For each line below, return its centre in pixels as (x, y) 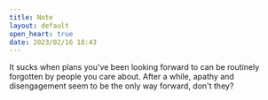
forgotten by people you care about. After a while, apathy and (122, 77)
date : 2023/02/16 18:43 (53, 42)
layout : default (39, 26)
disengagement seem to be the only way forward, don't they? (122, 86)
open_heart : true (41, 34)
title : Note (31, 17)
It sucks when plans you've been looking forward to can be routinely (134, 67)
